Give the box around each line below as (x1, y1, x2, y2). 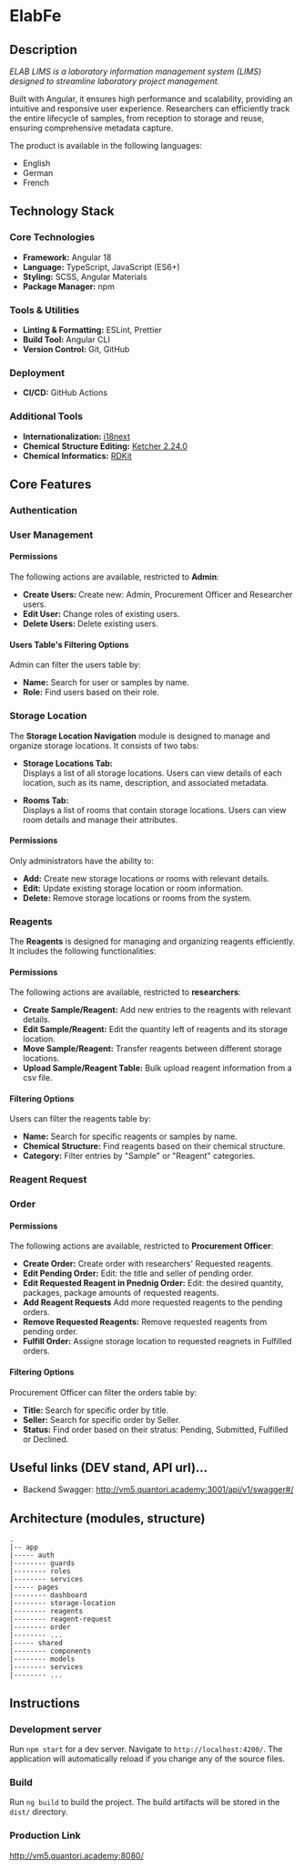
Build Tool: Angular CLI (22, 334, 111, 345)
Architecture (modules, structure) (9, 1510, 206, 1526)
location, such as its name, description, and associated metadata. (22, 777, 269, 788)
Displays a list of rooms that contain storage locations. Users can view (22, 804, 287, 815)
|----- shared (9, 1639, 64, 1648)
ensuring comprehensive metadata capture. (9, 122, 174, 133)
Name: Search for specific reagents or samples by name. (22, 1131, 238, 1142)
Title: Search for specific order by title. (22, 1405, 169, 1416)
